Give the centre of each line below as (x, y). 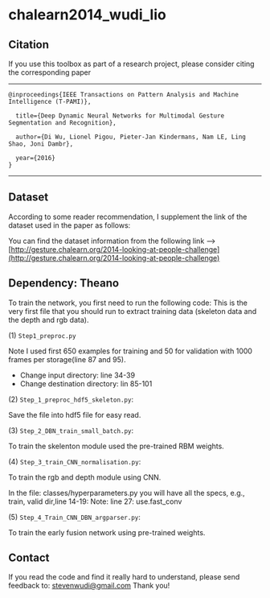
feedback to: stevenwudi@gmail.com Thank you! (89, 586)
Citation (29, 45)
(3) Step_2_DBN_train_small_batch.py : (71, 430)
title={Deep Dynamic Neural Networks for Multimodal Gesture (120, 116)
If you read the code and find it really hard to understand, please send (124, 577)
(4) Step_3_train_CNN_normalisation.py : (75, 461)
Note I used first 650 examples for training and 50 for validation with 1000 (131, 351)
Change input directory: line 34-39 (77, 375)
